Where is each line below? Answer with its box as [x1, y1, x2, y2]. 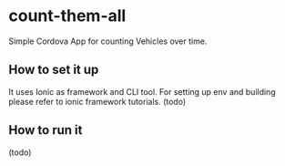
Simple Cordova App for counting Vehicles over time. [8, 36, 208, 47]
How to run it [8, 122, 83, 138]
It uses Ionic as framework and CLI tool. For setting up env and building [8, 86, 276, 97]
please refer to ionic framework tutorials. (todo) [8, 96, 187, 107]
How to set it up [8, 62, 99, 78]
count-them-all [8, 5, 127, 26]
